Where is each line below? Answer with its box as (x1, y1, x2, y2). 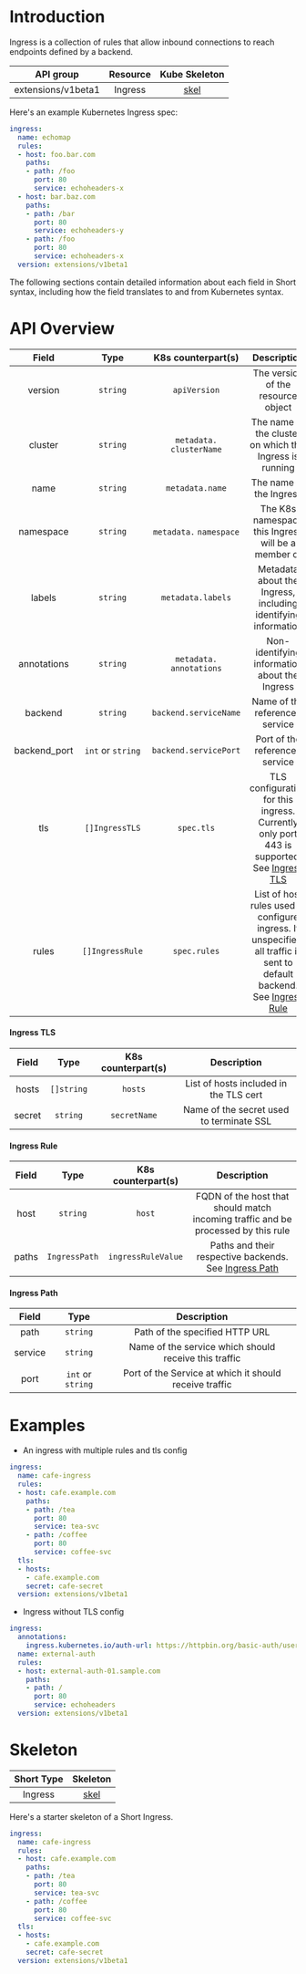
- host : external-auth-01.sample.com (17, 1667, 161, 1676)
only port (259, 827, 298, 840)
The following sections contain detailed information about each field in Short (9, 276, 297, 287)
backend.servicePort (151, 745, 241, 755)
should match (213, 1201, 271, 1214)
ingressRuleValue (107, 1252, 184, 1262)
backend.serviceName (151, 707, 241, 718)
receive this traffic (163, 1352, 241, 1365)
